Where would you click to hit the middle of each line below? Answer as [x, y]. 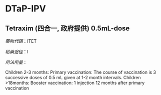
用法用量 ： [16, 62]
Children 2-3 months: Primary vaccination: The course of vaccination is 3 [81, 72]
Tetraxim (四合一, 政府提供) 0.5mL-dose [67, 28]
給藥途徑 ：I [17, 52]
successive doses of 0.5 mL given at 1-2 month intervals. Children [73, 77]
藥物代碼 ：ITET [21, 41]
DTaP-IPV [25, 9]
